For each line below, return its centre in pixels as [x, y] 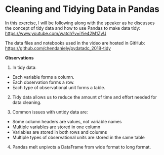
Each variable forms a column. [43, 77]
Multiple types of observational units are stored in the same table [78, 137]
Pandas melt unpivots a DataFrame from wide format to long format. [82, 147]
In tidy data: [24, 67]
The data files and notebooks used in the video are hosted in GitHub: [75, 43]
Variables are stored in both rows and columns [60, 132]
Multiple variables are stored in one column [56, 127]
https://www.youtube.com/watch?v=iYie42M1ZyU [56, 33]
